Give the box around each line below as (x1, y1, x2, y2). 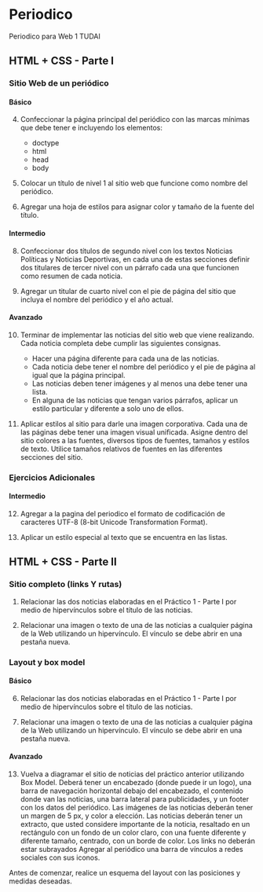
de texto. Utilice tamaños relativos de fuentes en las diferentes (20, 444, 223, 453)
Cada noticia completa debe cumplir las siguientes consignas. (20, 338, 221, 347)
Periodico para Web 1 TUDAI (9, 31, 101, 41)
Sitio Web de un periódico (9, 78, 109, 89)
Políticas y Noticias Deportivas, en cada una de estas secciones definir (20, 254, 250, 264)
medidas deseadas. (9, 876, 73, 886)
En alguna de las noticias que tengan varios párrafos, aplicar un (31, 395, 239, 405)
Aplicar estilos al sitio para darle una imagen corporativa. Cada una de (20, 419, 248, 428)
